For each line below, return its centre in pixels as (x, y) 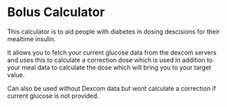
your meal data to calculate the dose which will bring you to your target (109, 67)
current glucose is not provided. (53, 96)
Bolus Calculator (56, 12)
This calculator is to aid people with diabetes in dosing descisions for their (114, 31)
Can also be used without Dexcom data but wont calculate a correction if (112, 88)
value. (16, 75)
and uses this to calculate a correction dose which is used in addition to (110, 59)
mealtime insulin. (31, 38)
